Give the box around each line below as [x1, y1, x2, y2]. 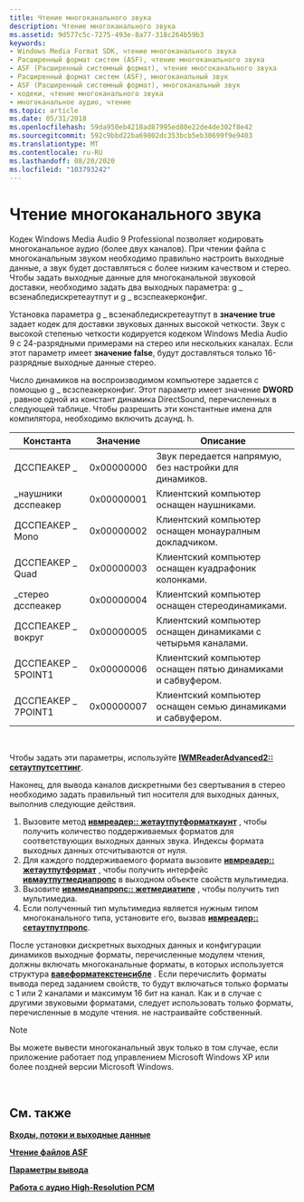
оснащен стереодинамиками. [156, 600, 288, 612]
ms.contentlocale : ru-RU [9, 148, 103, 157]
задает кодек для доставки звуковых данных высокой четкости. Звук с [9, 319, 286, 330]
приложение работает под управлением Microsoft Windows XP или [9, 1052, 270, 1063]
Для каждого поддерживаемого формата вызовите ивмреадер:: [22, 855, 275, 866]
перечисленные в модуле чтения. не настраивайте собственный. [9, 1007, 263, 1018]
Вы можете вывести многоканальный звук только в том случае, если [9, 1043, 279, 1053]
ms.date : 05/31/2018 [9, 114, 88, 123]
